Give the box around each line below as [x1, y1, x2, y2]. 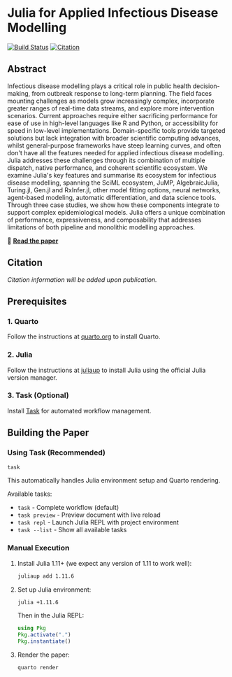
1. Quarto [7, 316, 39, 326]
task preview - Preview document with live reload [17, 511, 161, 519]
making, [7, 89, 31, 97]
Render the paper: [17, 650, 70, 659]
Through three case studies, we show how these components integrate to [7, 201, 220, 209]
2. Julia [7, 350, 33, 359]
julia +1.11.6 [17, 599, 59, 606]
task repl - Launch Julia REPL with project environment [17, 518, 180, 527]
